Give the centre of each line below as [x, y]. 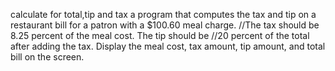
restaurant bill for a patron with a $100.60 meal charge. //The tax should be [165, 25]
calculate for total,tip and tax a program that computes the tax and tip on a [163, 14]
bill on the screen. [47, 57]
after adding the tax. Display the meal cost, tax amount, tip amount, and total [168, 46]
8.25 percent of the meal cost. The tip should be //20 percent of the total [160, 35]
